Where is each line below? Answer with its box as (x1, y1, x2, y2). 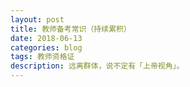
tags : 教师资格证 (10, 52, 75, 62)
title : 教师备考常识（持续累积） (10, 24, 132, 34)
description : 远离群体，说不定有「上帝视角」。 (10, 61, 185, 71)
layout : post (10, 14, 65, 25)
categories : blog (10, 42, 83, 53)
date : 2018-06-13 (10, 33, 83, 43)
